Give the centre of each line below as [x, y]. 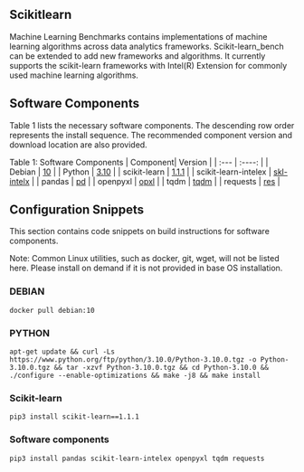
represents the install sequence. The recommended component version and [151, 135]
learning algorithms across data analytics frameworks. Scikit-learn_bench [147, 46]
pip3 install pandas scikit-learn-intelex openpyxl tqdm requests [137, 458]
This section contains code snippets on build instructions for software [139, 231]
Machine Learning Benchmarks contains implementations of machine [138, 36]
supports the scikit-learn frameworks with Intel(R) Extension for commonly [148, 65]
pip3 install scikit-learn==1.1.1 [75, 417]
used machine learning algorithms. [74, 75]
